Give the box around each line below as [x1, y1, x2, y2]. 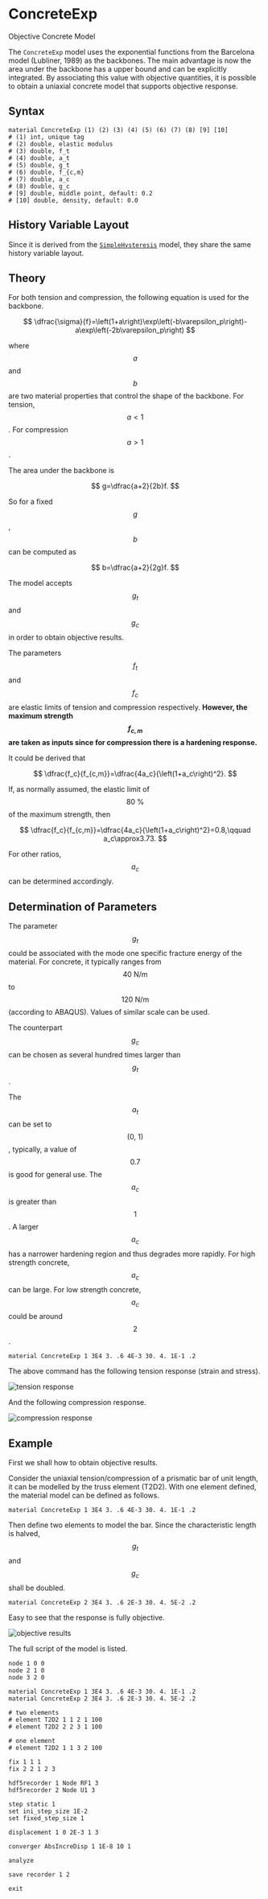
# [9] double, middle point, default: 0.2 [8, 189, 153, 197]
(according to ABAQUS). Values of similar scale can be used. [8, 1007, 210, 1016]
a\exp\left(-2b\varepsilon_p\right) [75, 325, 185, 335]
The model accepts [8, 579, 72, 588]
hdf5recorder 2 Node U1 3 [8, 1786, 95, 1794]
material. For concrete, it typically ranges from [8, 957, 163, 966]
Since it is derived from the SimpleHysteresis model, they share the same [8, 239, 252, 249]
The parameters [8, 648, 62, 657]
